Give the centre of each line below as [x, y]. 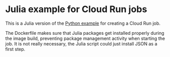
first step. [15, 49]
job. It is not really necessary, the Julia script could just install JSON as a [81, 43]
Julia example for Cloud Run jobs [76, 9]
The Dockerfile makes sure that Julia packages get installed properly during [85, 33]
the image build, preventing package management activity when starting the [85, 38]
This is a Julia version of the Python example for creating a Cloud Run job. [83, 23]
